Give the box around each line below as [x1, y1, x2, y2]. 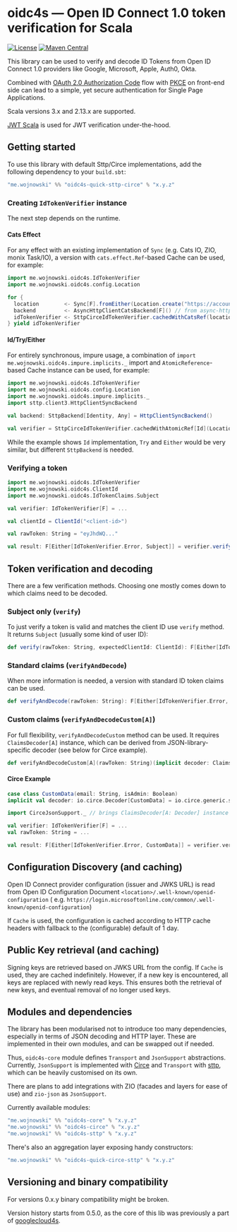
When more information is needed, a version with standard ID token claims [7, 676, 224, 685]
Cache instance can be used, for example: [27, 366, 150, 375]
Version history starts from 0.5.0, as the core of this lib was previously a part [7, 1209, 229, 1217]
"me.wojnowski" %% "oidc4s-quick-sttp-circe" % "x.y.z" [7, 181, 175, 188]
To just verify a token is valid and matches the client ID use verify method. [7, 623, 224, 631]
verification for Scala [7, 20, 133, 36]
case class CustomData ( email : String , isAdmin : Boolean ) [7, 790, 178, 797]
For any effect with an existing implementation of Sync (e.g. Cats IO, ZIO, [7, 246, 217, 254]
